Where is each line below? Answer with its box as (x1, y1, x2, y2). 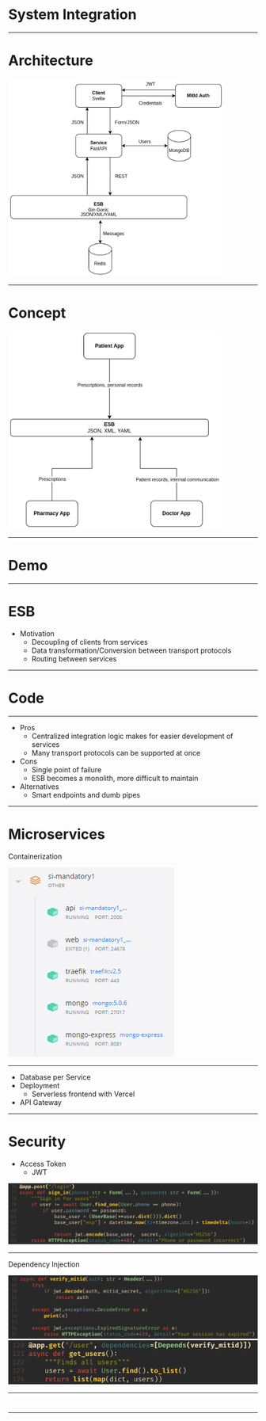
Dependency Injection (8, 1259, 81, 1269)
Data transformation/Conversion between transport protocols (31, 646, 232, 655)
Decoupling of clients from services (31, 637, 148, 646)
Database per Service (19, 1072, 91, 1082)
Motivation (19, 628, 55, 638)
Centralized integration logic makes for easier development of (31, 731, 234, 741)
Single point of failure (31, 764, 102, 774)
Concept (8, 304, 66, 322)
